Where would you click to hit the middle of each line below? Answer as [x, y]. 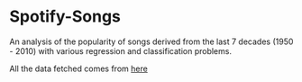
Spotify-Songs [65, 17]
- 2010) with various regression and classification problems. [121, 50]
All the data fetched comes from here [79, 68]
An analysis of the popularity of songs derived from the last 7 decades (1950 [151, 41]
